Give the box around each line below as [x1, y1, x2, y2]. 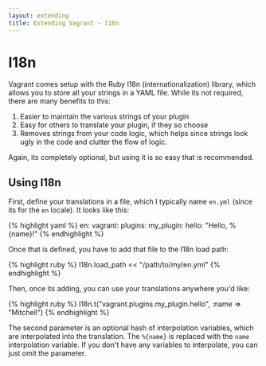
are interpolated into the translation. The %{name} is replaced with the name [8, 332, 249, 341]
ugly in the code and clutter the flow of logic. [19, 137, 167, 147]
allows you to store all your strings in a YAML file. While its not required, [8, 88, 244, 98]
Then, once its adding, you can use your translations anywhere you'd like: [8, 284, 251, 294]
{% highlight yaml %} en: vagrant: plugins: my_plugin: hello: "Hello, [8, 220, 228, 231]
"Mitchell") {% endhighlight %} [8, 308, 110, 317]
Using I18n [8, 176, 61, 189]
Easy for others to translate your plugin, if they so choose [19, 120, 209, 130]
